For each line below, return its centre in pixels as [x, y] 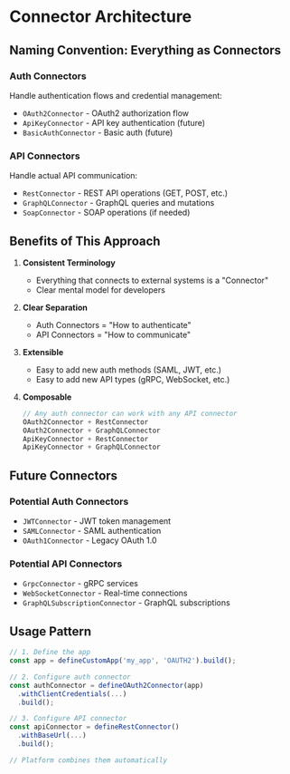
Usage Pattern [51, 631]
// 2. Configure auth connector [70, 677]
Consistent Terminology [69, 262]
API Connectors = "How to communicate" [113, 334]
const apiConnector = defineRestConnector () [94, 727]
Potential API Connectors [66, 564]
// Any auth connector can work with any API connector [130, 413]
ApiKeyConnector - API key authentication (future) [114, 122]
